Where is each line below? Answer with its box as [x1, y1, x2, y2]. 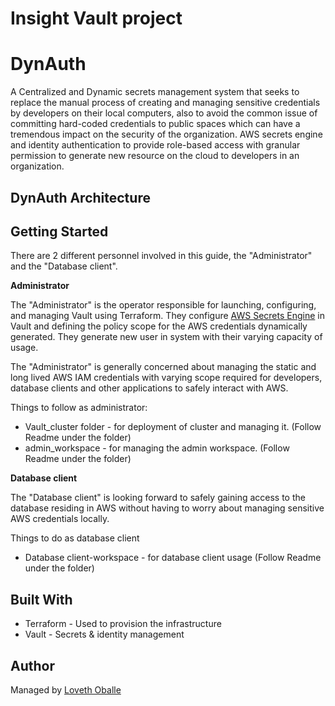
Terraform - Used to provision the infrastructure [24, 618, 222, 630]
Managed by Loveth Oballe [10, 683, 122, 696]
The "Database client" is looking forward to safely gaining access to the [10, 492, 306, 504]
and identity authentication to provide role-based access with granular [10, 139, 301, 151]
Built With [10, 591, 73, 608]
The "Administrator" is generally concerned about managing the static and [10, 361, 317, 373]
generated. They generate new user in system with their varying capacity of [10, 331, 323, 343]
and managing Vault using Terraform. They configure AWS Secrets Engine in [10, 310, 325, 322]
